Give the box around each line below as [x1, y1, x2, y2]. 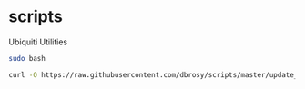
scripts [8, 6, 63, 27]
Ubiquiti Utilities [8, 36, 68, 47]
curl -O [8, 70, 38, 79]
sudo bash [8, 54, 46, 63]
